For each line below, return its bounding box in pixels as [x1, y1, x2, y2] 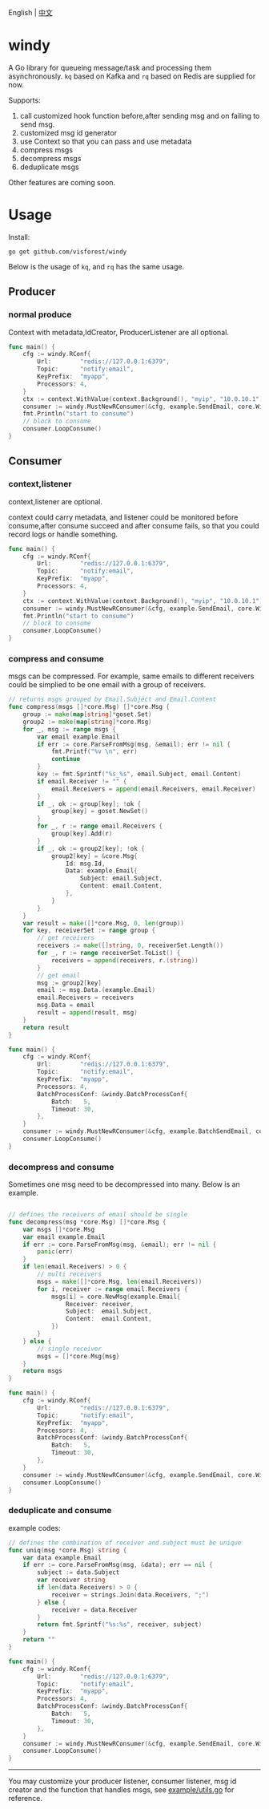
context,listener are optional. [8, 496, 102, 506]
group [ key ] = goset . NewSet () [50, 807, 149, 815]
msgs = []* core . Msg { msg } [37, 1352, 120, 1360]
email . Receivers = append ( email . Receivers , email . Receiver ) [50, 785, 256, 793]
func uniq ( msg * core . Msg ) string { [8, 1546, 127, 1554]
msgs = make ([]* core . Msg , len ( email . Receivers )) [37, 1277, 203, 1285]
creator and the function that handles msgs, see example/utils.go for [8, 1785, 235, 1795]
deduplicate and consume [8, 1505, 112, 1516]
